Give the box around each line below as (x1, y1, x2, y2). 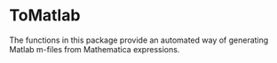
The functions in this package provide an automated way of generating (9, 35, 269, 45)
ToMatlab (9, 5, 81, 26)
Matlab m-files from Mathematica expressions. (9, 43, 180, 54)
